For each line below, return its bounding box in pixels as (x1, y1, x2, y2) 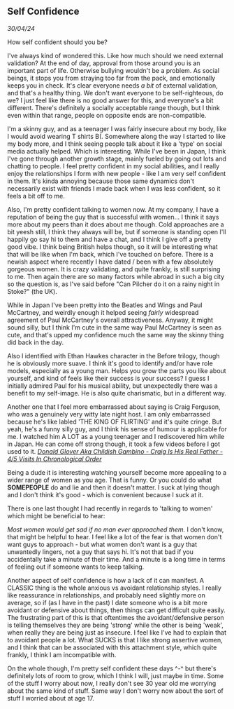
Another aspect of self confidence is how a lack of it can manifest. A (7, 576, 205, 584)
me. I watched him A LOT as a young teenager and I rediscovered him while (7, 432, 225, 440)
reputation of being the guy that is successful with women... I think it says (7, 212, 219, 221)
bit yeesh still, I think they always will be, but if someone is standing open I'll (7, 227, 226, 236)
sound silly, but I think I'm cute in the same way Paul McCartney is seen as (7, 323, 222, 332)
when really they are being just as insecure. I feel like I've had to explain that (7, 628, 227, 637)
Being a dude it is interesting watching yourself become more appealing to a (7, 468, 227, 476)
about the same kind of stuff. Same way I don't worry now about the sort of (7, 687, 224, 695)
